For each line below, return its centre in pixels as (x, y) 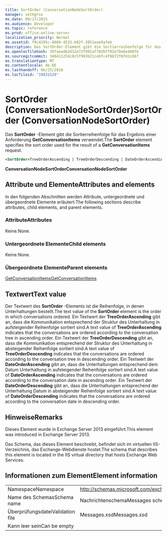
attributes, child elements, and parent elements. (54, 207)
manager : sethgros (24, 14)
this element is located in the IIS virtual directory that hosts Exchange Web (81, 455)
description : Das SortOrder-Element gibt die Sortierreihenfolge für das (83, 47)
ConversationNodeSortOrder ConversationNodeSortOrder (66, 169)
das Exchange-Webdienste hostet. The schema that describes (94, 450)
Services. (15, 460)
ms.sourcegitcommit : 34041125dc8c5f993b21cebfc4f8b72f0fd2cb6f (72, 56)
